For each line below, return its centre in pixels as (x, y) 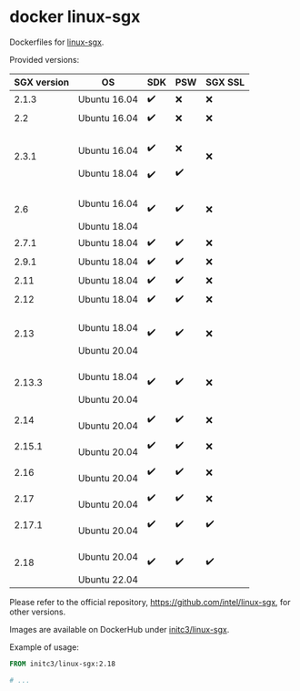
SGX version (42, 82)
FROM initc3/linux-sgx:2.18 (63, 664)
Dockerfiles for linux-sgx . (57, 42)
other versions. (38, 612)
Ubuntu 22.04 (108, 579)
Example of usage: (45, 647)
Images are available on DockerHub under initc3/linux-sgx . (120, 629)
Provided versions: (45, 59)
